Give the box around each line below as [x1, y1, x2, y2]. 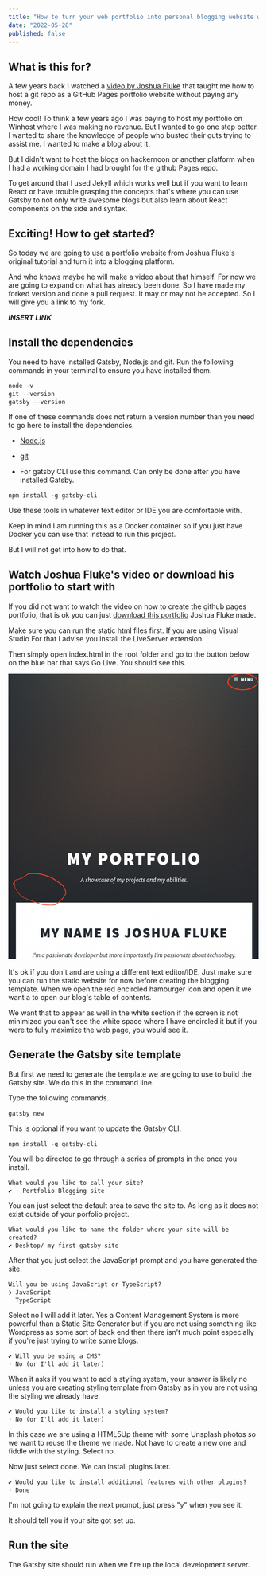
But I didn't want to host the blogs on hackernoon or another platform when [8, 155, 256, 164]
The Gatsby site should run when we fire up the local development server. [8, 1559, 250, 1569]
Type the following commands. [8, 1093, 110, 1103]
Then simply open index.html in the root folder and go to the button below [8, 649, 250, 659]
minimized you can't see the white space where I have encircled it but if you [8, 1017, 257, 1026]
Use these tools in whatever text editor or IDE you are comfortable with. [8, 505, 242, 515]
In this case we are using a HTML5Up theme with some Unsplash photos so [8, 1429, 257, 1438]
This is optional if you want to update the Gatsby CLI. [8, 1124, 182, 1133]
